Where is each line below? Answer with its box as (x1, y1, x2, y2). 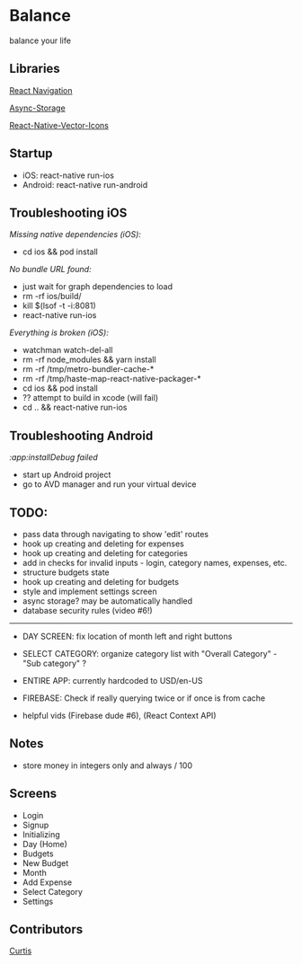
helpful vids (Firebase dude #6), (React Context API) (22, 711, 217, 721)
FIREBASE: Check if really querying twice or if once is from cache (22, 693, 266, 703)
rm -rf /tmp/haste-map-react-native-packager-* (22, 374, 202, 385)
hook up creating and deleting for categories (22, 548, 189, 558)
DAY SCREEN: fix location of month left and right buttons (22, 631, 233, 641)
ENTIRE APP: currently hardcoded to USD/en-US (22, 676, 203, 685)
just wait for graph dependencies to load (22, 281, 173, 292)
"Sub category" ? (22, 658, 87, 668)
